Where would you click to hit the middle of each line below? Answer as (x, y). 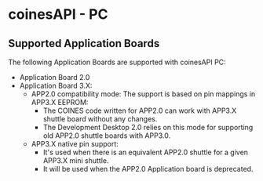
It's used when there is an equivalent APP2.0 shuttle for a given (146, 152)
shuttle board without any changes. (100, 119)
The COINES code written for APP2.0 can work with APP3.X (140, 110)
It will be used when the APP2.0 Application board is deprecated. (148, 169)
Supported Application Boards (84, 43)
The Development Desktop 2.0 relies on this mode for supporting (148, 127)
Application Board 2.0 (55, 77)
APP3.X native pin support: (75, 144)
